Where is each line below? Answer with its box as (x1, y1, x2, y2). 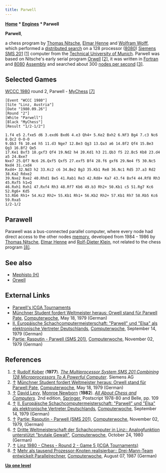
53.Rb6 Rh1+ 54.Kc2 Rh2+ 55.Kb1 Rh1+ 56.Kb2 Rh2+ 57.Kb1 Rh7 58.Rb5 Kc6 (5, 193, 158, 198)
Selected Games (5, 75, 57, 84)
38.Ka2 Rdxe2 (5, 172, 32, 177)
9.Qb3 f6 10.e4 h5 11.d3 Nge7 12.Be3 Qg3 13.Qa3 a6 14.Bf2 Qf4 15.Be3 (5, 142, 154, 146)
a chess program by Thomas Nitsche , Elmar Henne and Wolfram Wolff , (5, 40, 149, 46)
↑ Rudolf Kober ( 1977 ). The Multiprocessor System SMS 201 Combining (12, 369, 159, 375)
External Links (5, 291, 50, 300)
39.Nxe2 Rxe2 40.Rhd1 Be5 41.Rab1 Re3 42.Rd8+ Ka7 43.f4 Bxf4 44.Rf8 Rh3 (5, 176, 161, 181)
